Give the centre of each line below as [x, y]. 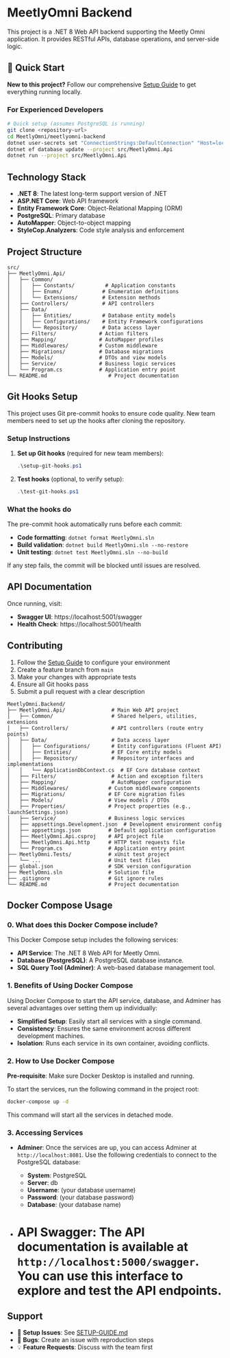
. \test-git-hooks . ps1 [48, 491]
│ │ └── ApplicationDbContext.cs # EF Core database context [104, 770]
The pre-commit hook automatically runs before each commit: [95, 524]
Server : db [42, 1183]
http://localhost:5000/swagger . [108, 1261]
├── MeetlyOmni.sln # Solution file [81, 872]
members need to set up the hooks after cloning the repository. [96, 420]
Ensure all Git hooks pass [53, 684]
